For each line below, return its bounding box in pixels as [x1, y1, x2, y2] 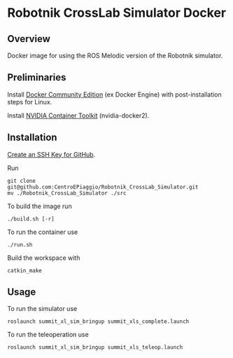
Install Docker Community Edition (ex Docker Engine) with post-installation [7, 90, 222, 99]
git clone [7, 177, 36, 184]
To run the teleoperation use [7, 331, 89, 339]
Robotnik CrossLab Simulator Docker [7, 5, 227, 21]
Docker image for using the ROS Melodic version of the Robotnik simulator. [7, 51, 223, 60]
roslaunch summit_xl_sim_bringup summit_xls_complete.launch [7, 318, 190, 325]
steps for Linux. [7, 97, 52, 106]
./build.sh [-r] [7, 215, 55, 222]
